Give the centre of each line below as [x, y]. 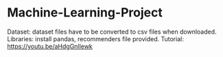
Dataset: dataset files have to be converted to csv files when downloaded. [112, 32]
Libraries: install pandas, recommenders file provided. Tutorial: [95, 38]
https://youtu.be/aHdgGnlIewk [50, 46]
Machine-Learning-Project [85, 13]
